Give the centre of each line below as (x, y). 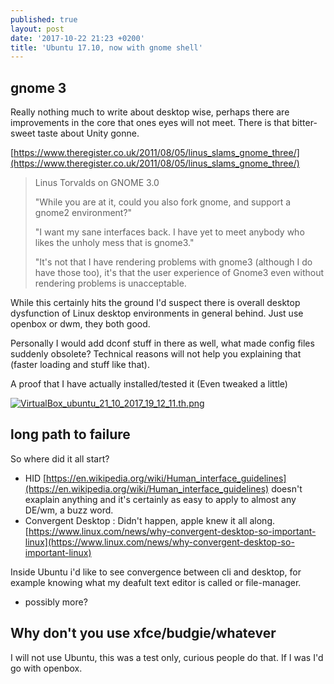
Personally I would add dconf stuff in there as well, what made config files (162, 343)
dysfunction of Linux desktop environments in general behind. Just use (157, 313)
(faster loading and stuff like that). (80, 365)
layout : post (37, 29)
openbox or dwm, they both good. (80, 324)
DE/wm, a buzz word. (69, 510)
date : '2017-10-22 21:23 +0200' (77, 38)
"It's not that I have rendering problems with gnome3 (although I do (173, 262)
